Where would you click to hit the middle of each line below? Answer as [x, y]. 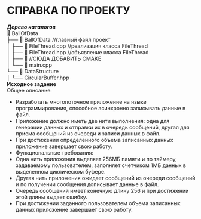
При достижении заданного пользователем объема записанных [98, 203]
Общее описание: [30, 90]
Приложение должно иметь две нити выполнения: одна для [92, 121]
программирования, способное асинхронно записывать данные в [100, 108]
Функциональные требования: [54, 152]
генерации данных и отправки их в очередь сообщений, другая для [102, 127]
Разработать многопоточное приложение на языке [81, 101]
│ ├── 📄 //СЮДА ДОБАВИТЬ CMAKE [54, 58]
